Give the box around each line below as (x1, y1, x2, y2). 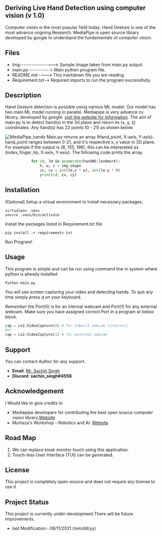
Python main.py (5, 280, 36, 285)
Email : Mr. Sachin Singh (12, 368, 60, 373)
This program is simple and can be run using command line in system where (5, 266, 158, 271)
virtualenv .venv (5, 208, 40, 213)
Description (5, 91, 41, 100)
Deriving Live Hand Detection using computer (5, 4, 146, 12)
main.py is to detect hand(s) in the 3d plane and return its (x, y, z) (5, 119, 136, 125)
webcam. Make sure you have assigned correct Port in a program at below (5, 308, 154, 315)
